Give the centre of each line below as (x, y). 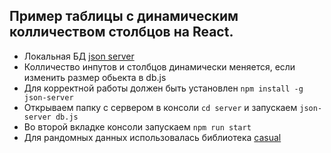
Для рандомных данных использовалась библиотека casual (152, 137)
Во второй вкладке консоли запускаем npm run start (137, 126)
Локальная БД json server (79, 56)
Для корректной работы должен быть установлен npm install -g (163, 88)
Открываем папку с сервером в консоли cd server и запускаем (160, 107)
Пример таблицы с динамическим (124, 16)
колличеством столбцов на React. (121, 32)
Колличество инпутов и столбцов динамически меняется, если (159, 66)
